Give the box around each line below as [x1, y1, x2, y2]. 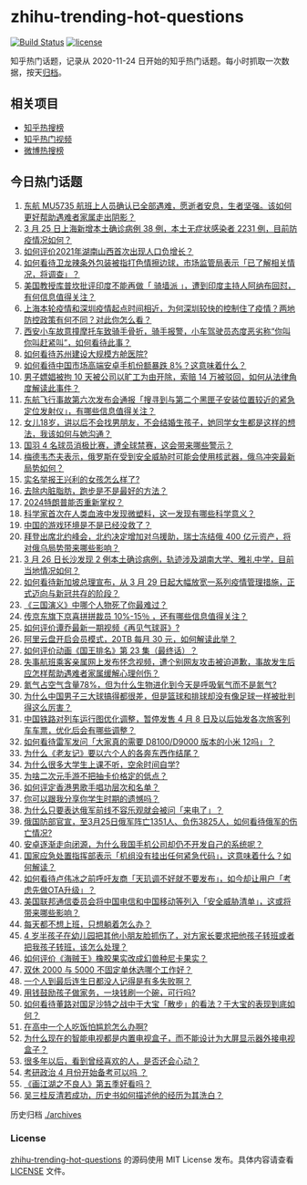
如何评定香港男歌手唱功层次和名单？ [23, 782, 160, 793]
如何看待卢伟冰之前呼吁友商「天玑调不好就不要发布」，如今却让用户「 [23, 873, 283, 884]
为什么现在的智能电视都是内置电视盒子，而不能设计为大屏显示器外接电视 [23, 1033, 295, 1044]
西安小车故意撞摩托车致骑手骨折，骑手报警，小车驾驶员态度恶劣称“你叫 [23, 326, 291, 337]
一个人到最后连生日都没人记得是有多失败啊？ [23, 975, 192, 986]
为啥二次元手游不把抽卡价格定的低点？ [23, 770, 168, 781]
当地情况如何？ [23, 565, 80, 576]
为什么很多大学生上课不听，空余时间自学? [23, 759, 180, 770]
